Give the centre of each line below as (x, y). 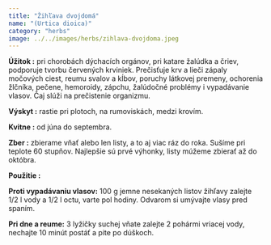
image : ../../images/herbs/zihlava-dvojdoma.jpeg (94, 38)
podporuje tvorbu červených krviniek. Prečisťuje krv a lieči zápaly (118, 70)
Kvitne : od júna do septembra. (60, 127)
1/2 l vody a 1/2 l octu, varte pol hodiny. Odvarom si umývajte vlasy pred (128, 200)
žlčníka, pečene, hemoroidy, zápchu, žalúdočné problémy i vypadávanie (129, 87)
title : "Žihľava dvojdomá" (54, 16)
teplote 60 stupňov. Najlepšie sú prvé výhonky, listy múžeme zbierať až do (133, 151)
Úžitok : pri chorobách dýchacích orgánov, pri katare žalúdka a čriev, (123, 61)
